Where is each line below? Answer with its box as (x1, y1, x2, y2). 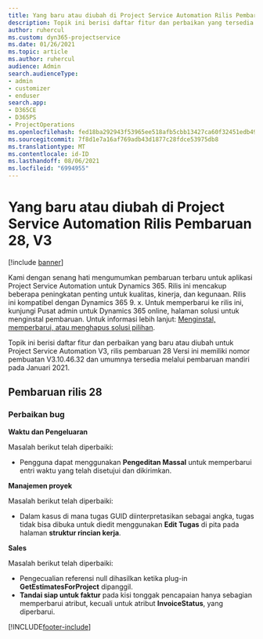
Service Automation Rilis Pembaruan (8, 215, 252, 233)
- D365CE (8, 107, 37, 114)
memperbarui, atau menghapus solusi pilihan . (8, 322, 155, 332)
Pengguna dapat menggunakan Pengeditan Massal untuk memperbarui (19, 457, 252, 467)
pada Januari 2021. (8, 362, 70, 372)
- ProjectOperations (8, 121, 76, 129)
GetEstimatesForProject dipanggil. (19, 582, 133, 591)
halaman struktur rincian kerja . (19, 528, 121, 537)
